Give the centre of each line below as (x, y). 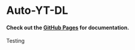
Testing (16, 41)
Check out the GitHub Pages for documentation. (68, 27)
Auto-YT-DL (37, 11)
